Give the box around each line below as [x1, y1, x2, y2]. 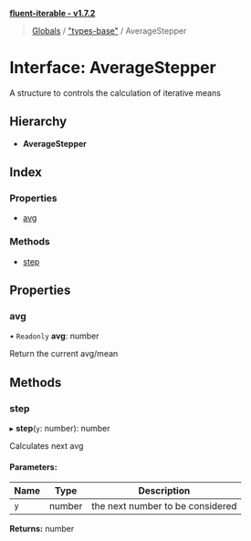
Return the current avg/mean [9, 349, 119, 359]
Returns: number [9, 524, 75, 535]
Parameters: [9, 461, 58, 473]
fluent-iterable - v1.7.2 [9, 8, 96, 18]
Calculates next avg [9, 441, 84, 452]
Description [138, 484, 191, 497]
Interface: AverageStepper [9, 57, 216, 78]
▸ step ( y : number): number [9, 423, 110, 434]
